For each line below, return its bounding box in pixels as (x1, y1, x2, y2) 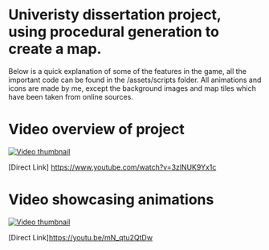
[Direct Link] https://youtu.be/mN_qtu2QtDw (8, 232, 153, 242)
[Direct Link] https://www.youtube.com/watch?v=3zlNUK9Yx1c (8, 162, 217, 172)
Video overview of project (8, 121, 185, 138)
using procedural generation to (8, 23, 219, 41)
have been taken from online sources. (8, 92, 134, 101)
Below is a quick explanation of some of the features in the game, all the (8, 66, 247, 76)
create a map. (8, 40, 102, 58)
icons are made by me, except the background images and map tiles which (8, 83, 257, 93)
